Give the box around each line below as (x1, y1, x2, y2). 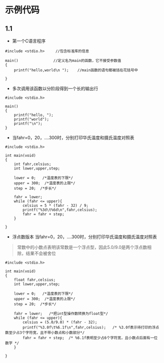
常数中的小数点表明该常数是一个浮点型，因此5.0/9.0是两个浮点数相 (17, 244, 152, 250)
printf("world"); (14, 117, 49, 122)
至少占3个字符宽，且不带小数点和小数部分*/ (8, 330, 85, 335)
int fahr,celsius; (14, 162, 51, 167)
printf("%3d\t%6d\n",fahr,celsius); (23, 207, 97, 212)
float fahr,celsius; (14, 278, 56, 282)
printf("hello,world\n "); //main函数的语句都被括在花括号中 (14, 68, 138, 73)
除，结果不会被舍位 (17, 251, 56, 256)
